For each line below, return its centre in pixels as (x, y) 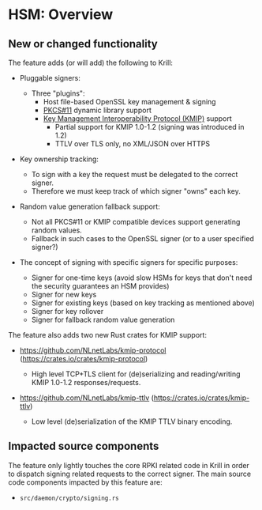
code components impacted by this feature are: (86, 482)
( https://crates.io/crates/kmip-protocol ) (84, 359)
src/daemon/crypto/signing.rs (69, 498)
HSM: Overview (61, 15)
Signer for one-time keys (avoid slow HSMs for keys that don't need (142, 278)
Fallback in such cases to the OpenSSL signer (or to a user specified (142, 238)
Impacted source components (84, 446)
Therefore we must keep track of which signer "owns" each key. (136, 191)
